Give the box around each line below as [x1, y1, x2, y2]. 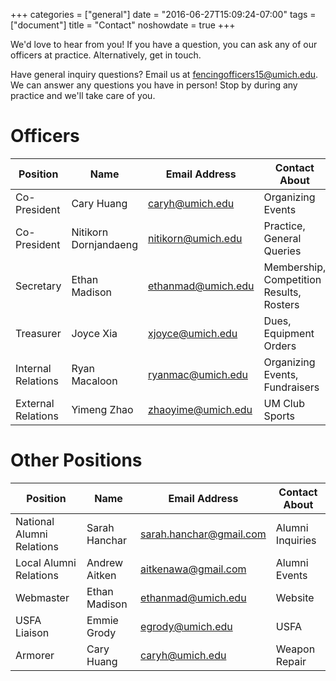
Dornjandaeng [71, 237, 138, 251]
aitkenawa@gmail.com [140, 562, 247, 576]
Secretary [15, 279, 62, 293]
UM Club [263, 396, 305, 410]
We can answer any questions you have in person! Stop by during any [10, 79, 298, 91]
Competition [263, 272, 322, 286]
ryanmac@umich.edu [147, 367, 249, 381]
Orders [263, 339, 297, 353]
